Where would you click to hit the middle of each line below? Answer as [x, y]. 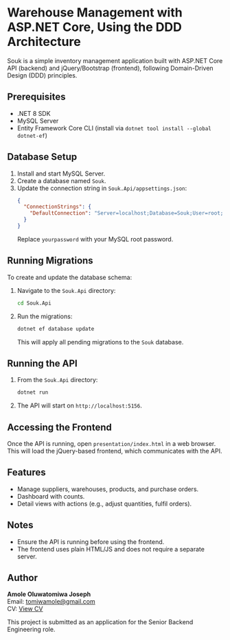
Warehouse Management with [95, 13]
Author [22, 578]
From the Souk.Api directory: [57, 380]
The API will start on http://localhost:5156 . [79, 405]
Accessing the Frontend [59, 427]
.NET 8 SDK [34, 113]
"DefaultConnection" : [60, 213]
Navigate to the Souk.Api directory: [66, 290]
